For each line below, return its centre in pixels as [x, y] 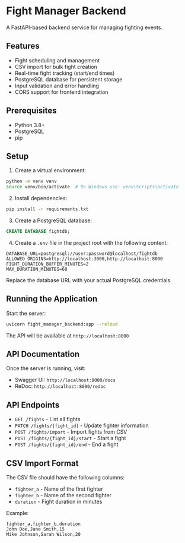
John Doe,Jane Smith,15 [36, 529]
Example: [17, 513]
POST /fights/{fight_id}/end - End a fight [66, 444]
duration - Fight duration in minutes [58, 501]
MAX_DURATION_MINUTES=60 [37, 269]
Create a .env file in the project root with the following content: [91, 242]
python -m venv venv [32, 181]
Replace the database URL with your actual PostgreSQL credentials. [89, 280]
